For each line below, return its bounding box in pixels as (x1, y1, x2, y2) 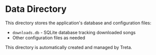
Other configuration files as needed (12, 35, 85, 41)
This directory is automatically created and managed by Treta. (5, 44, 133, 50)
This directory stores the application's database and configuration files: (5, 20, 152, 26)
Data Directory (5, 3, 67, 15)
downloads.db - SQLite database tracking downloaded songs (12, 29, 136, 35)
